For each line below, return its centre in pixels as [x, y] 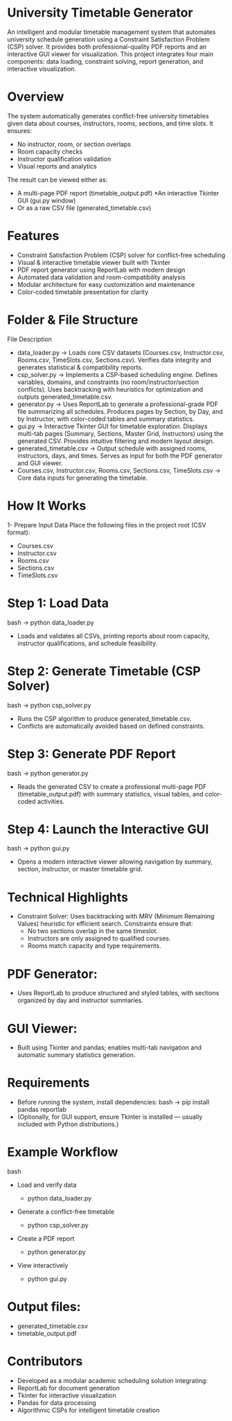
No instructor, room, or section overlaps [74, 144]
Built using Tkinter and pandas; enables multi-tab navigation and [109, 1047]
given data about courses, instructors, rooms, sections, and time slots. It [110, 123]
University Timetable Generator [100, 13]
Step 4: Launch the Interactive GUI [108, 829]
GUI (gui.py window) [46, 200]
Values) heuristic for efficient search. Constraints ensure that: [105, 924]
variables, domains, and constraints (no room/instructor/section [108, 382]
